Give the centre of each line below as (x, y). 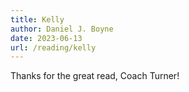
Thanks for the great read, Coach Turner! (95, 76)
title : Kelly (37, 19)
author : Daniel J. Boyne (62, 29)
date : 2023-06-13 (46, 38)
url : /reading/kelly (53, 47)
